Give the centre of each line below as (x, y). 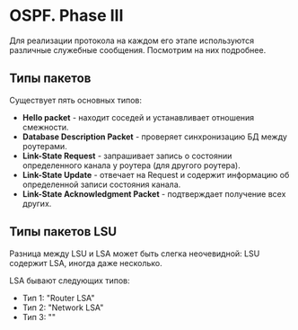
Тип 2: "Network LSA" (63, 308)
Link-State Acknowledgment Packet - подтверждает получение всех (154, 193)
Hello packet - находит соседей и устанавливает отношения (138, 117)
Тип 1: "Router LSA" (58, 298)
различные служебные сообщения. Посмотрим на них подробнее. (138, 49)
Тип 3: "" (39, 317)
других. (37, 203)
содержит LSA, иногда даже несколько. (86, 263)
